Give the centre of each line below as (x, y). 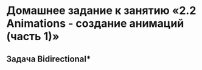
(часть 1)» (33, 37)
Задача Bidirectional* (49, 59)
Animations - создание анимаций (95, 23)
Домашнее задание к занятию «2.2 (101, 11)
